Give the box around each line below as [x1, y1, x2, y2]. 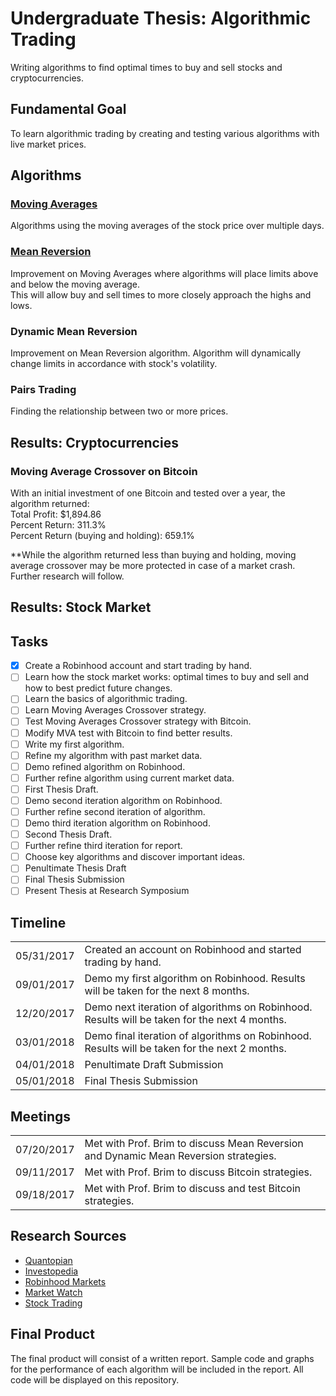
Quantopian [24, 1254, 73, 1266]
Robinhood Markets [24, 1275, 107, 1287]
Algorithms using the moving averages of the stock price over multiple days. [10, 220, 325, 232]
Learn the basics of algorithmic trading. [24, 693, 188, 705]
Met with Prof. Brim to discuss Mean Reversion [84, 1137, 304, 1151]
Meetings [10, 1108, 72, 1125]
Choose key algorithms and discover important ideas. [24, 851, 246, 863]
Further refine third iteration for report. [24, 840, 183, 852]
